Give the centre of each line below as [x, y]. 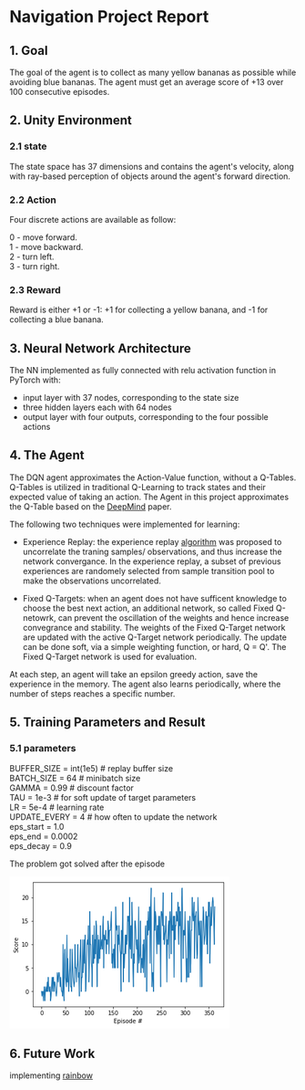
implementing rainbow [51, 1075]
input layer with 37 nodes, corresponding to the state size [131, 398]
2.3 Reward [35, 289]
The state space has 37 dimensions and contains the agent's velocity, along [152, 166]
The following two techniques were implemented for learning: [125, 524]
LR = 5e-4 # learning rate [57, 807]
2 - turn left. [32, 257]
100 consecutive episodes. [60, 92]
